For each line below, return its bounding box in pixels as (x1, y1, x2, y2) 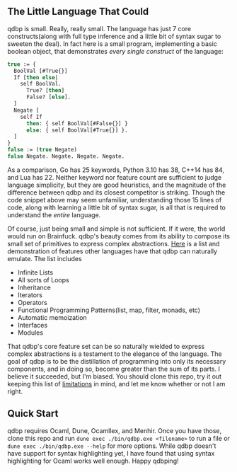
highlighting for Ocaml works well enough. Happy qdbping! (7, 456, 179, 465)
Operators (17, 298, 47, 306)
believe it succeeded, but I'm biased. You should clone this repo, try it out (7, 372, 221, 381)
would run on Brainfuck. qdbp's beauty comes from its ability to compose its (7, 231, 230, 240)
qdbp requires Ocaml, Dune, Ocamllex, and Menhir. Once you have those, (7, 426, 222, 434)
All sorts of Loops (17, 275, 69, 284)
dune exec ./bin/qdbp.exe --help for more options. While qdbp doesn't (7, 442, 216, 450)
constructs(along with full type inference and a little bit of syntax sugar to (7, 32, 221, 40)
